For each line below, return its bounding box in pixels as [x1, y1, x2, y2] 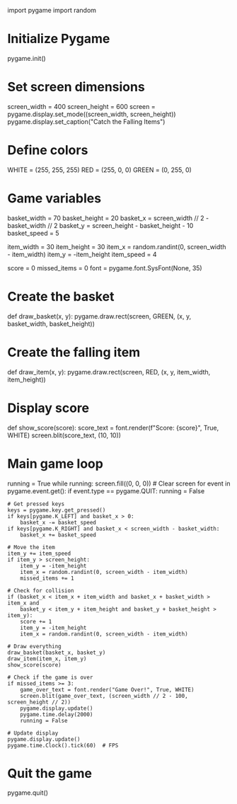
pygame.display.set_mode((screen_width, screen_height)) [7, 110, 176, 118]
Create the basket [7, 288, 115, 304]
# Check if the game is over [7, 674, 93, 681]
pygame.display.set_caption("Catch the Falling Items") [7, 117, 166, 126]
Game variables [7, 190, 101, 206]
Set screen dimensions [7, 79, 145, 95]
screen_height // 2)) [7, 699, 71, 706]
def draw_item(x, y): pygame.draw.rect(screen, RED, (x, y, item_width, [7, 367, 211, 376]
